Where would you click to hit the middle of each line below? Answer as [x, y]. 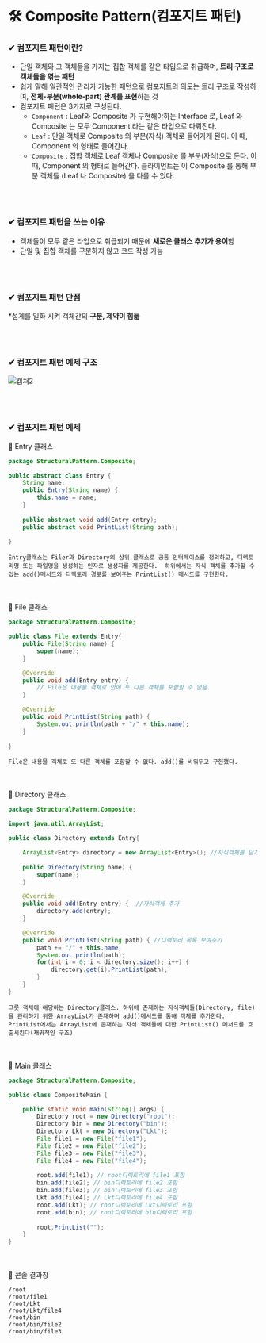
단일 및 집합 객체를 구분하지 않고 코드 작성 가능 [91, 251]
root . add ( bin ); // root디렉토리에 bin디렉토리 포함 [114, 1212]
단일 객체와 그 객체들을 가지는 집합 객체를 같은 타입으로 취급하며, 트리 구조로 [137, 67]
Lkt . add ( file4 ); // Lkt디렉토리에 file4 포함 [107, 1198]
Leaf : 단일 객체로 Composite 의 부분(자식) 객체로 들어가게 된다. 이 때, [139, 136]
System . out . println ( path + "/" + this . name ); [113, 724]
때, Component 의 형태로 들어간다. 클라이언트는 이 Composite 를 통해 [140, 166]
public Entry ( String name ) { [70, 490]
